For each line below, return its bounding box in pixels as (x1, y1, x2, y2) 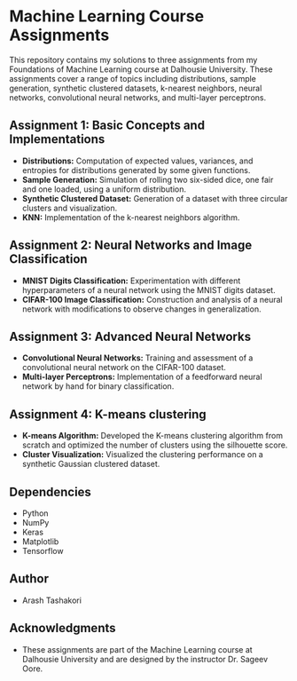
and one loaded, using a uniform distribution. (21, 184, 186, 194)
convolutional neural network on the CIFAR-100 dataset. (21, 362, 226, 373)
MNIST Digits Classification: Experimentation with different (21, 275, 241, 286)
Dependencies (9, 484, 91, 499)
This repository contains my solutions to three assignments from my (9, 54, 258, 65)
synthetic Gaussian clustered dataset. (21, 459, 160, 470)
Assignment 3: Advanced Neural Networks (9, 329, 251, 344)
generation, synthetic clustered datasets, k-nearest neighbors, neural (9, 83, 262, 93)
